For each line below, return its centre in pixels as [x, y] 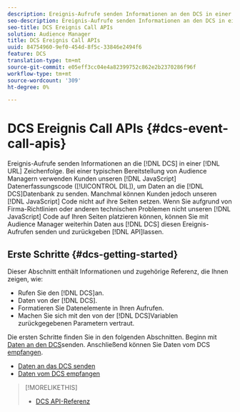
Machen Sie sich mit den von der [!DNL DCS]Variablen [98, 316]
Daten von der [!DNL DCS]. [57, 300]
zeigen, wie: [25, 279]
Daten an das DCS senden [56, 366]
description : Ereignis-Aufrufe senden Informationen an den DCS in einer [120, 14]
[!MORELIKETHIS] [51, 387]
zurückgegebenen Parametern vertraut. [76, 323]
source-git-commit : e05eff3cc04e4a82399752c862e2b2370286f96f [102, 67]
